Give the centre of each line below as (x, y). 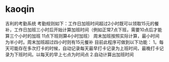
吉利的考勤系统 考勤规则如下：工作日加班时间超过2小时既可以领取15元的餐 (82, 23)
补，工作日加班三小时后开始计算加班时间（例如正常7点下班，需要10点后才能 (84, 30)
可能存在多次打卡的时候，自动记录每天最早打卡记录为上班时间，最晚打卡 (84, 48)
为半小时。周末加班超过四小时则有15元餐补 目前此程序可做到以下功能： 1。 (82, 42)
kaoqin (20, 9)
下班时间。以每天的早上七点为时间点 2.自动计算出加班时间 (74, 54)
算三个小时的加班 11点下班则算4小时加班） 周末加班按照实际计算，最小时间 (82, 36)
